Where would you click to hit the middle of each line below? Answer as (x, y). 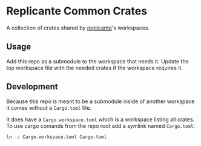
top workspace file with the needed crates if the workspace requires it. (95, 68)
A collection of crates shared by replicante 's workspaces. (78, 28)
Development (32, 87)
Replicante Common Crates (77, 11)
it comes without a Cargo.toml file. (49, 107)
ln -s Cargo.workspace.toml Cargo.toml (57, 137)
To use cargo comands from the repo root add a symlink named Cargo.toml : (101, 125)
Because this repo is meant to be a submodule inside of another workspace (100, 101)
